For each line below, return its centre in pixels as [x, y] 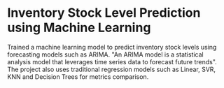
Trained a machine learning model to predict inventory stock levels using [112, 47]
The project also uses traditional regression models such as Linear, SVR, [111, 69]
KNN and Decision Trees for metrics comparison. [78, 76]
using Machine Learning [79, 28]
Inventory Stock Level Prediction [104, 13]
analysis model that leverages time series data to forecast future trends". [112, 61]
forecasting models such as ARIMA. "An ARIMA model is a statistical [106, 54]
